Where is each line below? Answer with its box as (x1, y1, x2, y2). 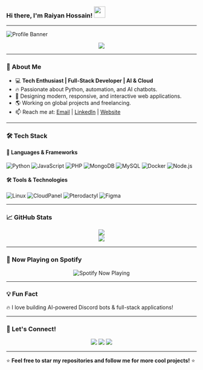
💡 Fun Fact (6, 290, 38, 298)
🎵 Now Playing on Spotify (6, 255, 82, 264)
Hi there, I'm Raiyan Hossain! (6, 11, 93, 19)
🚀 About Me (6, 63, 42, 71)
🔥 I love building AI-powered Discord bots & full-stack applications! (6, 304, 173, 311)
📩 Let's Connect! (6, 325, 56, 333)
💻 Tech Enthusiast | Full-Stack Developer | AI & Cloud (14, 77, 153, 84)
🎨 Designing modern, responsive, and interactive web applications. (14, 92, 182, 100)
